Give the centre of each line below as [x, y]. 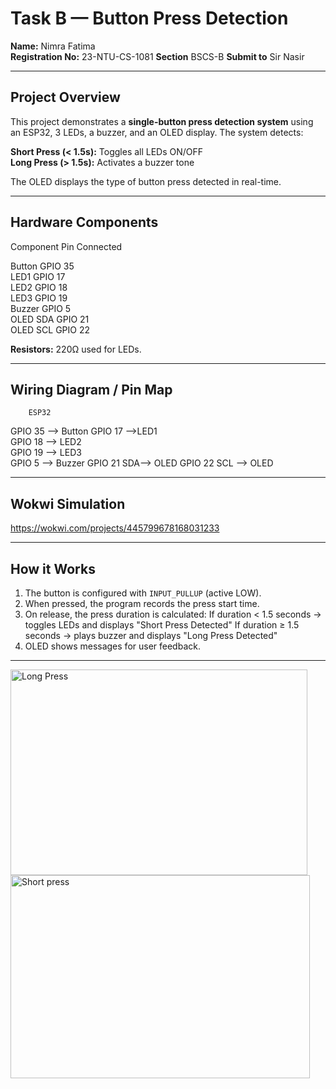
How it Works [53, 568]
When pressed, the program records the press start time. [142, 603]
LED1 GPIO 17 [38, 276]
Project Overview [65, 97]
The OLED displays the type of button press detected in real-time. [146, 181]
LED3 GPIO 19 [39, 298]
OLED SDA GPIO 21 [50, 319]
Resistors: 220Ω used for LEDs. [76, 349]
